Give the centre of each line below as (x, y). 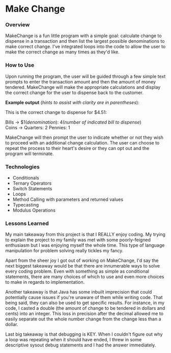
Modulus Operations (34, 210)
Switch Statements (32, 189)
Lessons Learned (27, 223)
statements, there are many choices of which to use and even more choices (85, 277)
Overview (18, 25)
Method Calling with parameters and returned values (68, 199)
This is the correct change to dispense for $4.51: (56, 112)
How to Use (20, 65)
